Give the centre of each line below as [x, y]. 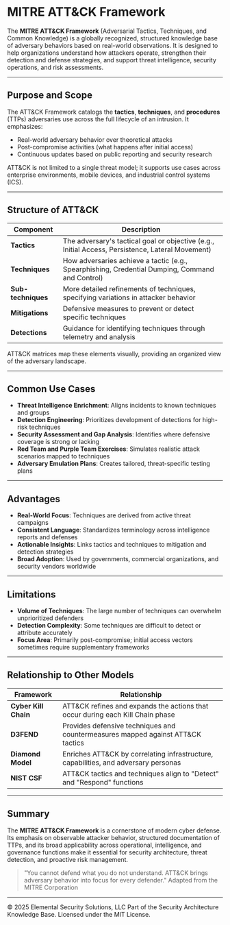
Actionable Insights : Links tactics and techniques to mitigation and [112, 545]
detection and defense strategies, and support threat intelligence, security [112, 60]
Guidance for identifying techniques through [134, 328]
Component [33, 229]
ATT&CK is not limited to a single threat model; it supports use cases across [114, 167]
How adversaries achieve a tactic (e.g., [125, 260]
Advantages [34, 498]
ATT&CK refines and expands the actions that [136, 706]
